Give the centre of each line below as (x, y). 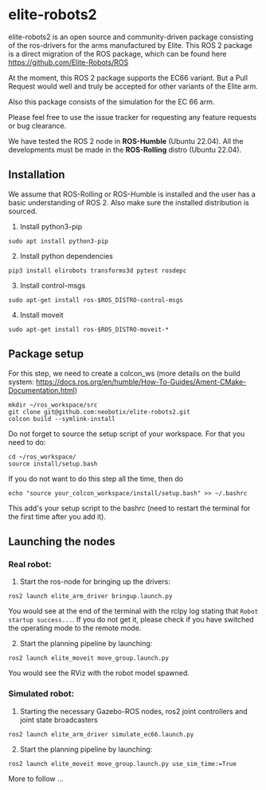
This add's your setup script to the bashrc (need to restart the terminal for (129, 508)
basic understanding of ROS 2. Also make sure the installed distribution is (129, 202)
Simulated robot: (41, 694)
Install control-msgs (53, 285)
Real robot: (30, 564)
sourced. (23, 211)
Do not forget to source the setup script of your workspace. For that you (127, 434)
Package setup (46, 354)
